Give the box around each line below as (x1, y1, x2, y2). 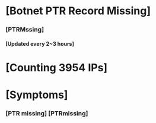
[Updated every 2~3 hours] (5, 40, 75, 47)
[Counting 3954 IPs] (5, 61, 108, 74)
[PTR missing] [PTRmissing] (5, 109, 88, 117)
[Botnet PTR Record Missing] (5, 4, 151, 18)
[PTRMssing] (5, 26, 44, 34)
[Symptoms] (5, 88, 68, 102)
